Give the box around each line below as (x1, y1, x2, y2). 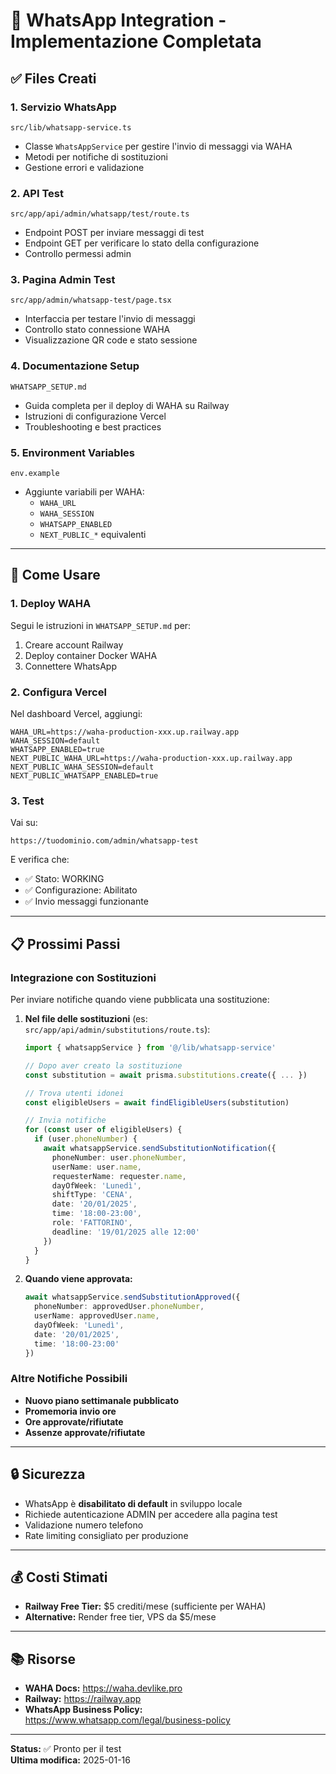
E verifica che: (10, 854, 70, 866)
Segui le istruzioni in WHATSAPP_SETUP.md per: (10, 619, 192, 631)
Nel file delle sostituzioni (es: (24, 1013, 148, 1025)
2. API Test (10, 186, 64, 200)
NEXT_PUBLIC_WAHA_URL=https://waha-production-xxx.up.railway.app (10, 754, 293, 764)
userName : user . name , (51, 1162, 142, 1172)
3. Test (10, 794, 45, 808)
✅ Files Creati (10, 70, 97, 87)
